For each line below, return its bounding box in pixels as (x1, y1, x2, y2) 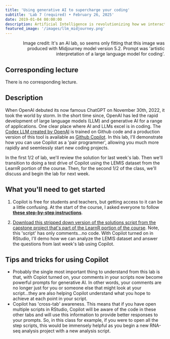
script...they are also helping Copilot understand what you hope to (12, 290, 151, 296)
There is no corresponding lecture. (5, 79, 78, 85)
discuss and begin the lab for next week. (5, 171, 90, 177)
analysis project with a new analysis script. (21, 328, 111, 334)
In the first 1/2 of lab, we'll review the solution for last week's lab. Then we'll (5, 154, 163, 160)
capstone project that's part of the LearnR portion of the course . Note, (12, 225, 159, 231)
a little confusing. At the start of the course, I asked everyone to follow (12, 204, 159, 210)
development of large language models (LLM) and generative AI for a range (5, 117, 163, 124)
